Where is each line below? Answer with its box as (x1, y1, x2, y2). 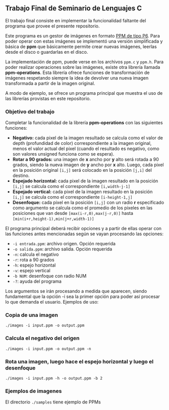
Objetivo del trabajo (5, 108, 54, 115)
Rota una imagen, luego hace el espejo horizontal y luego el (5, 358, 154, 365)
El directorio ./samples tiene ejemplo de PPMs (5, 399, 101, 405)
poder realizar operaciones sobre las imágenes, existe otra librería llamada (5, 64, 160, 70)
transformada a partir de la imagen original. (5, 80, 95, 86)
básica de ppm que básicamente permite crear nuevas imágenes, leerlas (5, 43, 157, 50)
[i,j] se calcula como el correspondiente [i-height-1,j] (12, 194, 133, 200)
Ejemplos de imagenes (5, 387, 62, 394)
